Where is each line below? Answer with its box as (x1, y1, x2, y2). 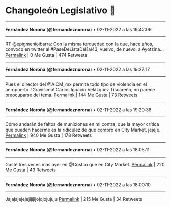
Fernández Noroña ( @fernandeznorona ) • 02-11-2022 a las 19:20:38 (5, 107, 152, 113)
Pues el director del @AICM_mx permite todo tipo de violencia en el (5, 81, 147, 87)
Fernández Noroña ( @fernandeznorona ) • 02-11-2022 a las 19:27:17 (5, 66, 150, 72)
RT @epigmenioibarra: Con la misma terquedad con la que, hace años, (5, 41, 154, 47)
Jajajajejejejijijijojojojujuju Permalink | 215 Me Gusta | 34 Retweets (5, 196, 142, 202)
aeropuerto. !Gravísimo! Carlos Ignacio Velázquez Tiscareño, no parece (5, 86, 155, 92)
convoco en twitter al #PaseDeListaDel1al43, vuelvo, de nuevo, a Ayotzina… (5, 46, 164, 53)
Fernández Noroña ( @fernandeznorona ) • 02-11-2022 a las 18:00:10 (5, 181, 151, 188)
